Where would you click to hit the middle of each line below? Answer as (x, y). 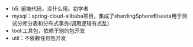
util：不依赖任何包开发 (39, 38)
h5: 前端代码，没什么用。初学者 (50, 9)
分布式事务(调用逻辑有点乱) (76, 23)
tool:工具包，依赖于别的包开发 (48, 31)
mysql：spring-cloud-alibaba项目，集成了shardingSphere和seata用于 (97, 16)
